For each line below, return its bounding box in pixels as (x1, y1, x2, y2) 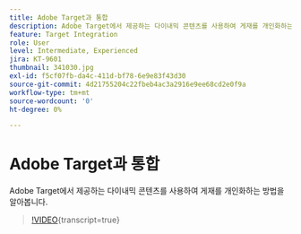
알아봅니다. (9, 196, 48, 207)
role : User (9, 38, 50, 48)
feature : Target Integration (9, 30, 118, 39)
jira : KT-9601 (9, 55, 63, 64)
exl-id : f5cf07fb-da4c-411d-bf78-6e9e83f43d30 (9, 72, 186, 81)
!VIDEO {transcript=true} (30, 214, 121, 225)
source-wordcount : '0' (9, 96, 94, 106)
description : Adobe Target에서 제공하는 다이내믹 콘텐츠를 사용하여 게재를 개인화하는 (9, 22, 294, 30)
